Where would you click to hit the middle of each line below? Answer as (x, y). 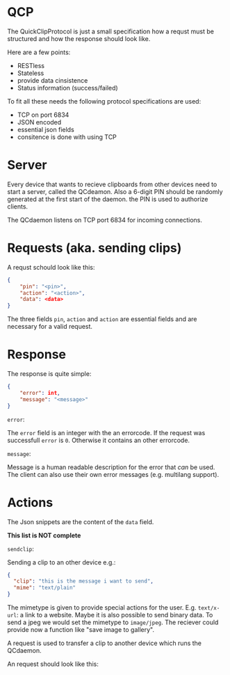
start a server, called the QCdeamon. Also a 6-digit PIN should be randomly (115, 191)
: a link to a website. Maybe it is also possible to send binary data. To (115, 615)
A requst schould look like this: (51, 267)
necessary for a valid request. (50, 327)
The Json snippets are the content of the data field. (81, 521)
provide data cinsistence (52, 80)
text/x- (209, 608)
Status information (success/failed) (67, 88)
